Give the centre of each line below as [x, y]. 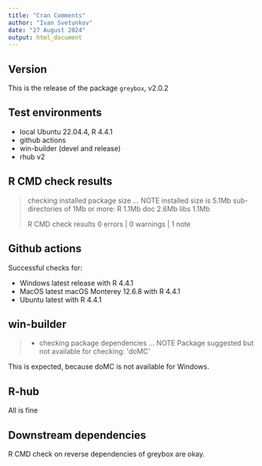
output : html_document [45, 37]
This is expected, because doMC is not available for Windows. [109, 367]
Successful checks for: [45, 267]
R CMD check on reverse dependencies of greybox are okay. [107, 453]
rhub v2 [32, 156]
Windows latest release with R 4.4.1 [76, 283]
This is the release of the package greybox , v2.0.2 [88, 88]
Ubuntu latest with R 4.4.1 [60, 299]
